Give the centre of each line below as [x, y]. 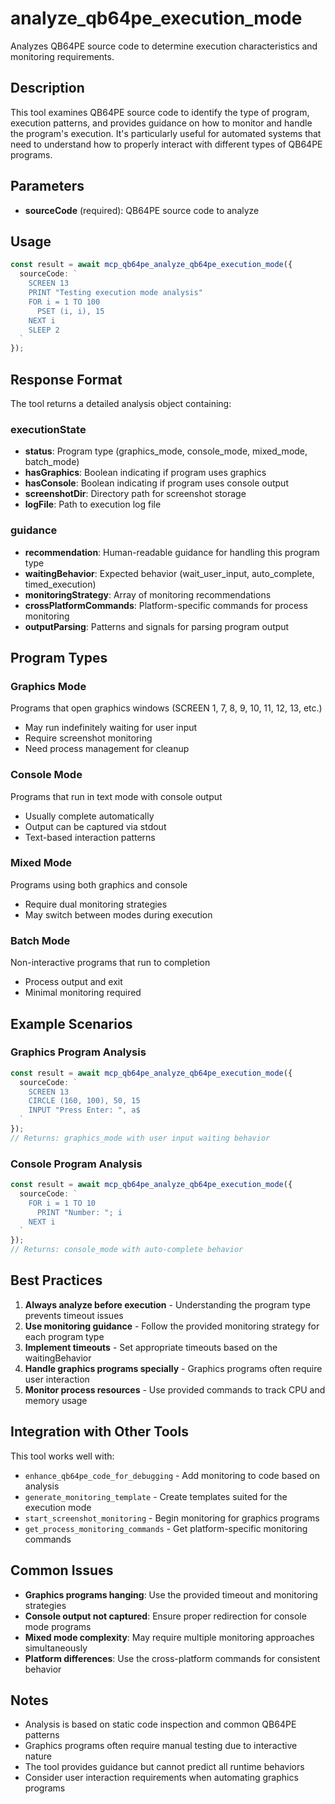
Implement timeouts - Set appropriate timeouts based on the [151, 1347]
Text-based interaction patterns [90, 837]
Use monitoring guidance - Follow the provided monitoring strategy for [172, 1326]
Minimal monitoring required [83, 993]
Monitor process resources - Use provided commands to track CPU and [175, 1389]
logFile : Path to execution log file [93, 504]
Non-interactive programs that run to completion [110, 963]
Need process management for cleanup [107, 749]
